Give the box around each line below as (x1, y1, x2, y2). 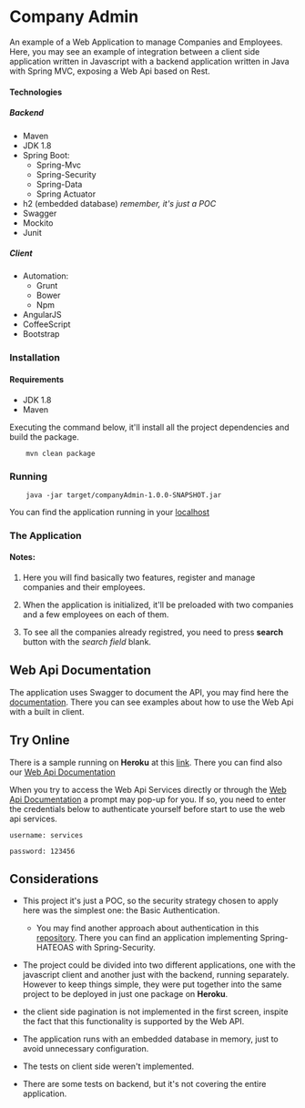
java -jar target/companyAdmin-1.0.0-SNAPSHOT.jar (25, 490, 222, 500)
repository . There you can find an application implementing (36, 932, 259, 943)
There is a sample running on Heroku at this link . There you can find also (9, 757, 283, 767)
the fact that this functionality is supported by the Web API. (22, 1016, 245, 1027)
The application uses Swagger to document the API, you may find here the (9, 686, 290, 697)
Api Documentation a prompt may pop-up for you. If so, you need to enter (9, 794, 287, 805)
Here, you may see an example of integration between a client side (9, 46, 260, 56)
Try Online (9, 733, 70, 748)
